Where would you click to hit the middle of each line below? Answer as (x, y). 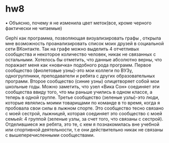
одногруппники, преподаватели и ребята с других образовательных (80, 76)
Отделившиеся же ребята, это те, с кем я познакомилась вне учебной (82, 124)
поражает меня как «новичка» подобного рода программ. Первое (78, 65)
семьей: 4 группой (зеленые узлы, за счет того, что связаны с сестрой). (84, 119)
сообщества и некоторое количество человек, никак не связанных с (81, 54)
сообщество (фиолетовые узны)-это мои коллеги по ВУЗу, (69, 70)
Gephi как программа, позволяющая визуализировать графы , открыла (83, 38)
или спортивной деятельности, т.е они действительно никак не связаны (84, 129)
